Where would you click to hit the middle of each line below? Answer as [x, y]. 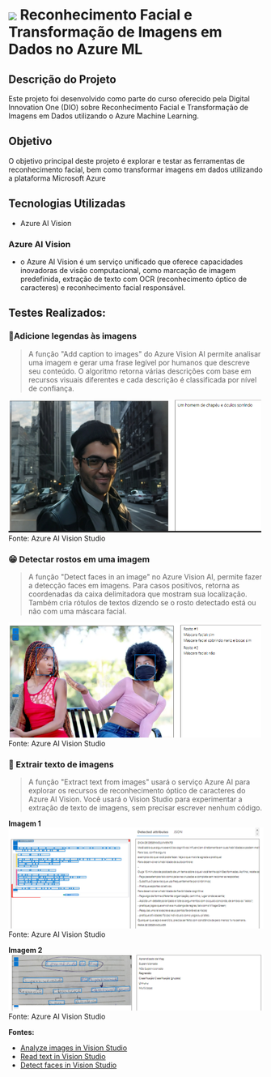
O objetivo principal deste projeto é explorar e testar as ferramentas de [127, 160]
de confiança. [51, 388]
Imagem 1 [25, 823]
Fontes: [21, 1032]
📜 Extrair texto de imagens [61, 765]
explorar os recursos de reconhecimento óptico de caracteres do [137, 791]
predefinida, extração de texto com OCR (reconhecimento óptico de [133, 279]
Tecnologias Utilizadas [67, 204]
